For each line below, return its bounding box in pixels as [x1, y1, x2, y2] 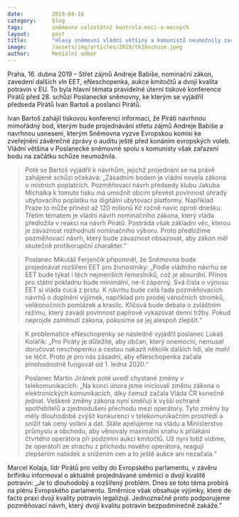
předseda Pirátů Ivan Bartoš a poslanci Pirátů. [7, 100, 142, 108]
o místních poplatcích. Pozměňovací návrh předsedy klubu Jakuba [24, 180, 221, 189]
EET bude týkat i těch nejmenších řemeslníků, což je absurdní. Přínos [24, 270, 228, 279]
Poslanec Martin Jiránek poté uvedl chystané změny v [24, 374, 184, 382]
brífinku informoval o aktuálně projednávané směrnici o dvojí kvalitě [7, 471, 206, 479]
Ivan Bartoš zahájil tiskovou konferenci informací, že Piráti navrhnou [7, 113, 206, 122]
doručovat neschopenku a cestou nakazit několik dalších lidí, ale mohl [24, 344, 230, 353]
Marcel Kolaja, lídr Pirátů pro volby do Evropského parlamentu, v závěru [7, 463, 218, 471]
